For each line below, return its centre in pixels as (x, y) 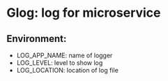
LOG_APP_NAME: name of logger (64, 55)
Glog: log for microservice (84, 13)
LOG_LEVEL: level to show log (60, 63)
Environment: (37, 39)
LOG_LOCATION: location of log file (68, 70)
